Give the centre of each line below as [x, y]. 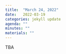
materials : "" [20, 33]
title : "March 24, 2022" [32, 10]
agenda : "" [16, 24]
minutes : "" [17, 28]
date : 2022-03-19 [25, 14]
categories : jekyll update [33, 19]
